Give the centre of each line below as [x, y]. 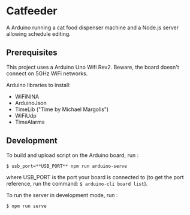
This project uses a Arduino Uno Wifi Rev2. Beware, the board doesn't [93, 67]
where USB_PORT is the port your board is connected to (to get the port [95, 177]
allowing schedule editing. [38, 33]
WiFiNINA [27, 96]
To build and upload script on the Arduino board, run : [73, 155]
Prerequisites [32, 53]
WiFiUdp [26, 115]
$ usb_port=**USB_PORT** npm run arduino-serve [67, 166]
